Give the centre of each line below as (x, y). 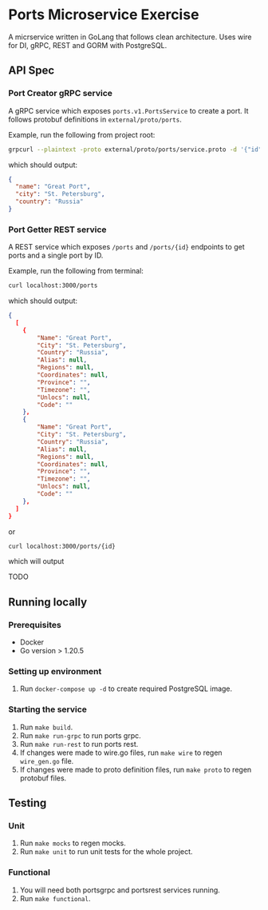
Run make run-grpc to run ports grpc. (80, 735)
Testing (28, 803)
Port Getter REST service (57, 229)
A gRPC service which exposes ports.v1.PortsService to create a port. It (128, 110)
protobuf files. (43, 778)
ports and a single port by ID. (56, 255)
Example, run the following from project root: (82, 134)
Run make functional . (55, 898)
